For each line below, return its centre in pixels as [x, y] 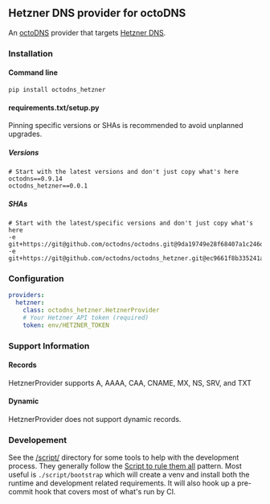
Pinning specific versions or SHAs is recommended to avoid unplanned [126, 126]
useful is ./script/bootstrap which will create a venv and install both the [129, 475]
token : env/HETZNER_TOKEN [66, 325]
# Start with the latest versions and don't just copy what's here [124, 172]
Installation [31, 53]
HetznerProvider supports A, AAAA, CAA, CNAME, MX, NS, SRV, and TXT [130, 382]
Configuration [36, 279]
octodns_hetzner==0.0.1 [48, 186]
